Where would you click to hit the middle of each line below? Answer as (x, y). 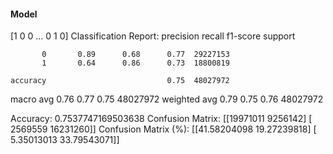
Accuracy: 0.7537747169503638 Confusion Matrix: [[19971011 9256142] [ (161, 119)
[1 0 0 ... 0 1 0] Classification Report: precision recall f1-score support (153, 36)
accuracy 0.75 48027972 (120, 81)
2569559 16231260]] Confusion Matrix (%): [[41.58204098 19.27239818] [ (163, 129)
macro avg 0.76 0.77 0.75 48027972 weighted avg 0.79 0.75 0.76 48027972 (167, 99)
